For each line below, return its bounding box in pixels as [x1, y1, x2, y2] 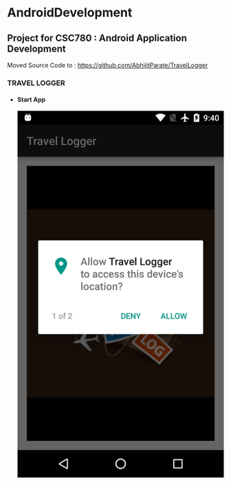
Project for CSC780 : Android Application [7, 32, 188, 44]
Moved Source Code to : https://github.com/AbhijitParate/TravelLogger [7, 61, 208, 69]
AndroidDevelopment [7, 5, 133, 21]
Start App [16, 95, 46, 104]
